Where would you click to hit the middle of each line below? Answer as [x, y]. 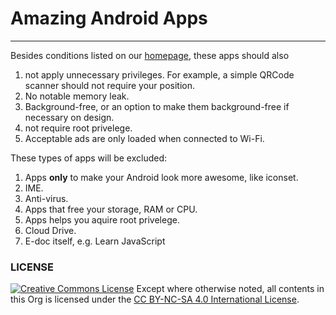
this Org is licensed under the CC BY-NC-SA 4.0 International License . [155, 299]
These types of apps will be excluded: [89, 158]
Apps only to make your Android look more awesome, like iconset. [161, 177]
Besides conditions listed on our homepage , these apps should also [150, 55]
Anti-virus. [46, 198]
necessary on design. [69, 117]
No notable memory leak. [77, 96]
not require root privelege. [78, 128]
